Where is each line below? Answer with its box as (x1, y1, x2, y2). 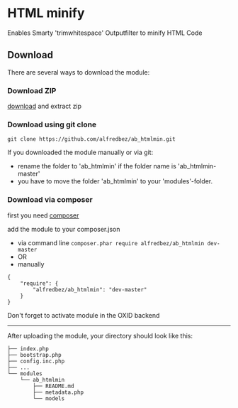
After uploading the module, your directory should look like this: (7, 331, 193, 340)
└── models (33, 394, 65, 402)
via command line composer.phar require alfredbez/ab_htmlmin (17, 238, 205, 247)
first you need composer (7, 211, 79, 220)
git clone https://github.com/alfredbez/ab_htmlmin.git (7, 136, 176, 143)
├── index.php (7, 345, 50, 353)
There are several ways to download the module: (7, 68, 150, 76)
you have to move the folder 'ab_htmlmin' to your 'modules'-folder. (17, 177, 213, 186)
